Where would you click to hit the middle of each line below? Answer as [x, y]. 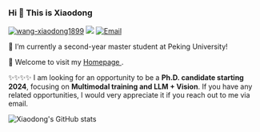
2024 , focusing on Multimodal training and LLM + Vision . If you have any [130, 86]
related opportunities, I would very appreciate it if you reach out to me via [129, 95]
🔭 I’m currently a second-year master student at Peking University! [118, 46]
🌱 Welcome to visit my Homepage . [66, 62]
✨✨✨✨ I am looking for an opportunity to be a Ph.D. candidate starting [126, 78]
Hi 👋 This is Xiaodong [51, 13]
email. [18, 104]
